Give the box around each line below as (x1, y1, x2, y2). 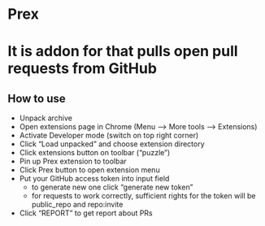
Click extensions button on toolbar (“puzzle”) (19, 148, 171, 158)
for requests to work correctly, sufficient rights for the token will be (31, 191, 257, 201)
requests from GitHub (7, 59, 158, 78)
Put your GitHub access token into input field (19, 174, 170, 184)
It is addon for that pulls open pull (7, 42, 238, 61)
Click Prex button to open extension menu (19, 165, 160, 175)
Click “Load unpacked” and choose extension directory (19, 139, 205, 149)
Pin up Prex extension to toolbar (19, 156, 127, 167)
